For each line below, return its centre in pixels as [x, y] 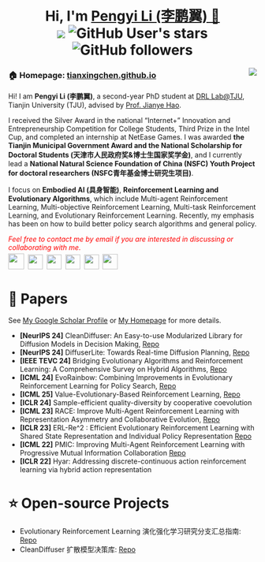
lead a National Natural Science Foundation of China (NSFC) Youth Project [132, 164]
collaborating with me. [45, 248]
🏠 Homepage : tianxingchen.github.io [82, 76]
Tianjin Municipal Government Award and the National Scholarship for [125, 146]
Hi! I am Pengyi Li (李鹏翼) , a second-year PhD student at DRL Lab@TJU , [127, 96]
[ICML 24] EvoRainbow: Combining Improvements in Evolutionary [126, 378]
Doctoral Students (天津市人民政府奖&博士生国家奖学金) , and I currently [125, 155]
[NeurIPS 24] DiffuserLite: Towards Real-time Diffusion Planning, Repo [134, 352]
